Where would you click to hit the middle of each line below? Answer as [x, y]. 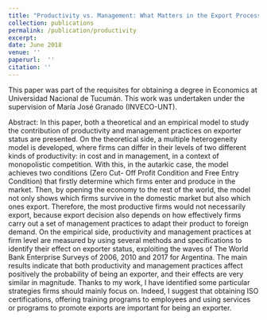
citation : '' [30, 67]
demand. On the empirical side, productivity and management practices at [130, 232]
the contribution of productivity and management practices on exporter [125, 130]
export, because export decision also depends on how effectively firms [125, 214]
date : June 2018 [35, 45]
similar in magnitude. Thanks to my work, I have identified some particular [129, 282]
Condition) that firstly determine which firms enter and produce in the [122, 181]
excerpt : [23, 38]
